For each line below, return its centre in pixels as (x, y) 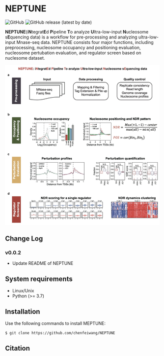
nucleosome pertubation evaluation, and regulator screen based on (73, 53)
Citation (18, 348)
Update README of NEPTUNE (43, 263)
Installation (23, 311)
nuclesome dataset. (25, 58)
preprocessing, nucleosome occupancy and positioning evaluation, (73, 47)
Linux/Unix (23, 291)
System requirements (39, 279)
